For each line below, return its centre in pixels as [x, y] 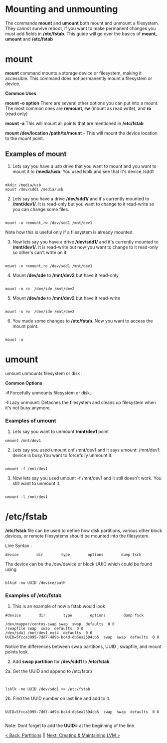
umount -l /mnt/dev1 [27, 497]
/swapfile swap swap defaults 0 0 [44, 628]
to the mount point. [25, 138]
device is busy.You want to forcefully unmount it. [63, 455]
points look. [17, 652]
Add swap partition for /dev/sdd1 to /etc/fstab [61, 661]
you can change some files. [41, 209]
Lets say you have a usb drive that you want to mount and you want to [84, 166]
